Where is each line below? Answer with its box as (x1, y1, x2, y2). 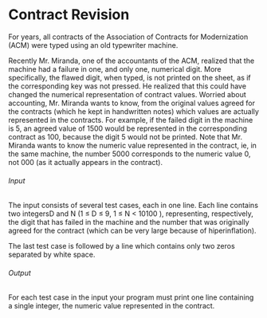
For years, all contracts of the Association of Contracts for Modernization (8, 32, 249, 41)
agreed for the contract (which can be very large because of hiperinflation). (8, 226, 257, 236)
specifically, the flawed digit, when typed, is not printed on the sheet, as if (8, 73, 251, 82)
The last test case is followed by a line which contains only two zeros (8, 241, 235, 251)
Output (8, 268, 32, 277)
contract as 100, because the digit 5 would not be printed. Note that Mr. (8, 132, 243, 141)
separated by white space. (8, 249, 96, 260)
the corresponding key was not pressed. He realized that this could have (8, 81, 247, 91)
